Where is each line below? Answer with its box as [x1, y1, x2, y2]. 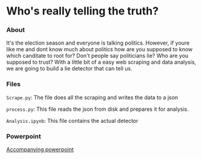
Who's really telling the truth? [6, 4, 159, 18]
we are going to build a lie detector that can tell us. [6, 65, 132, 72]
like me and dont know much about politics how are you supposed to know [6, 46, 193, 53]
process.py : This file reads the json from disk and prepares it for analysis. [6, 105, 189, 113]
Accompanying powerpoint [6, 146, 74, 153]
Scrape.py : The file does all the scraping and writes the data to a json [6, 93, 178, 101]
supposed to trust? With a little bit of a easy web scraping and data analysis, [6, 58, 197, 66]
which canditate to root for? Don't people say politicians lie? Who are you [6, 52, 189, 60]
